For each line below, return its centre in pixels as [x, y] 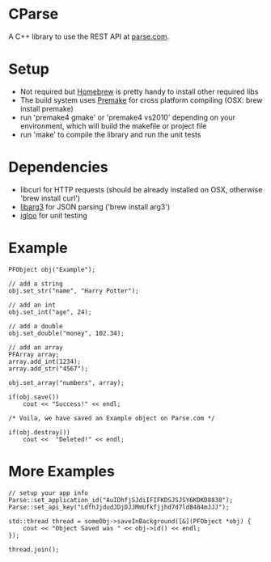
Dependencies [58, 167]
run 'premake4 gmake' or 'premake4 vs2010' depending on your [128, 117]
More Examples [61, 471]
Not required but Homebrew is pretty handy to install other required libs [139, 91]
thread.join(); [34, 549]
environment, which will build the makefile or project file [113, 125]
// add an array [36, 347]
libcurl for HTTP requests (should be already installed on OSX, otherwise [141, 189]
